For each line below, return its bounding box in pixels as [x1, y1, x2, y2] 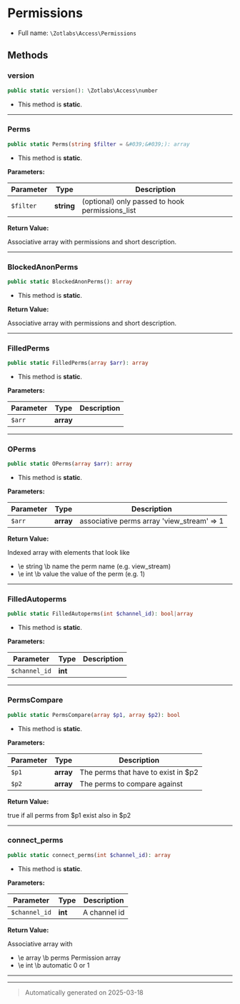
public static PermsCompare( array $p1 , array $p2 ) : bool [7, 711, 181, 718]
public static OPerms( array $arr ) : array [7, 461, 133, 468]
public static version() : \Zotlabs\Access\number [7, 87, 159, 94]
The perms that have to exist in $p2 [79, 767, 199, 777]
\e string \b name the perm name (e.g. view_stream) [17, 562, 171, 571]
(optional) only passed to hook [81, 196, 184, 206]
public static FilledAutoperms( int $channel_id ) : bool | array [7, 611, 194, 618]
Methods [7, 49, 49, 61]
